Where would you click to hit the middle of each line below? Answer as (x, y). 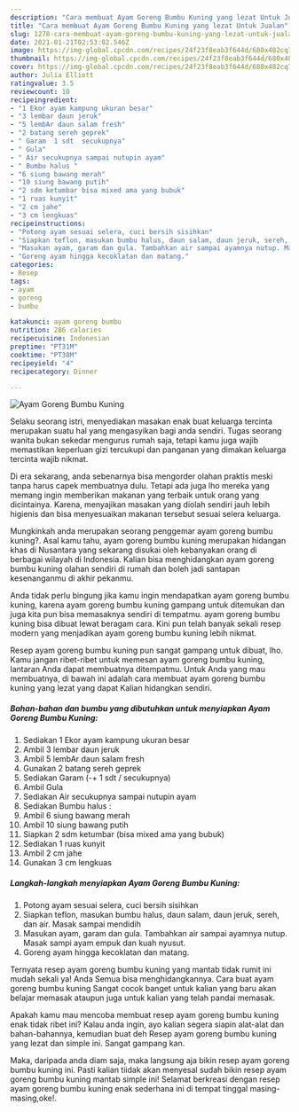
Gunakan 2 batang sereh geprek (82, 769)
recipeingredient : (44, 100)
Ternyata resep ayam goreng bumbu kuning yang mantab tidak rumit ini (141, 970)
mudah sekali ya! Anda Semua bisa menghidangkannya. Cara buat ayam (142, 979)
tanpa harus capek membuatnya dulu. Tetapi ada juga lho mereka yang (140, 486)
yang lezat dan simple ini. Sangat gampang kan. (98, 1044)
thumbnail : (30, 59)
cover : (22, 67)
